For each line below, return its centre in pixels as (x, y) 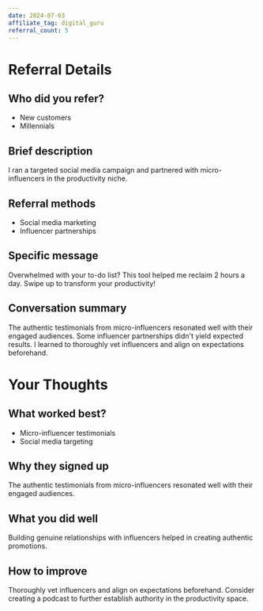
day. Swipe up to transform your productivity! (82, 283)
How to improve (48, 571)
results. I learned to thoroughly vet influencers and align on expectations (126, 344)
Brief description (51, 151)
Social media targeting (56, 441)
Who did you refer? (56, 99)
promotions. (28, 546)
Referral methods (52, 203)
